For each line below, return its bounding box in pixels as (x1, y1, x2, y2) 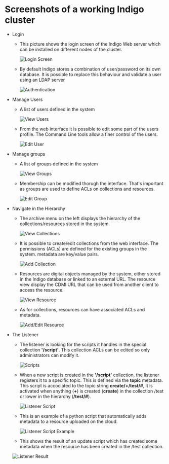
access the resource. (19, 287, 64, 293)
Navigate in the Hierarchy (12, 205, 65, 211)
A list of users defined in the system (19, 106, 95, 112)
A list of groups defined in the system (19, 161, 98, 167)
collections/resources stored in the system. (19, 221, 110, 227)
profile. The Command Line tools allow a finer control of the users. (19, 131, 158, 137)
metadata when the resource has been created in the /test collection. (19, 443, 164, 449)
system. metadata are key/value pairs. (19, 251, 99, 257)
